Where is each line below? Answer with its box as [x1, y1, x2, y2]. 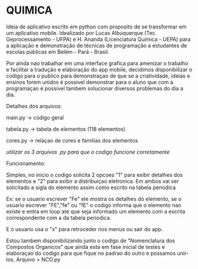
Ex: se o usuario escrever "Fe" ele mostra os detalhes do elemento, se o [6, 195, 182, 202]
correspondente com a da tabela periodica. [6, 214, 112, 221]
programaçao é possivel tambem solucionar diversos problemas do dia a [6, 85, 183, 92]
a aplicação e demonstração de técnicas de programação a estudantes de [6, 42, 187, 49]
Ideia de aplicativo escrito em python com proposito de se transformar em [6, 23, 187, 30]
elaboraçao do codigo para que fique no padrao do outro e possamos [6, 249, 176, 257]
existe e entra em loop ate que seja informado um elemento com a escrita [6, 208, 186, 215]
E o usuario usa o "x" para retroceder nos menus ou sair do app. [6, 225, 163, 232]
